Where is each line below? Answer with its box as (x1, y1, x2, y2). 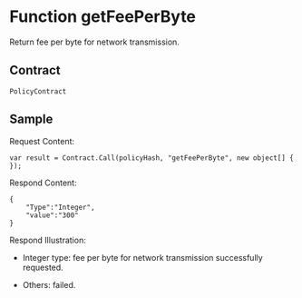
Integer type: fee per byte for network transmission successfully (22, 252, 263, 263)
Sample (9, 112, 54, 127)
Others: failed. (22, 279, 76, 290)
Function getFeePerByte (9, 6, 197, 27)
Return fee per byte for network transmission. (9, 36, 180, 47)
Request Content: (9, 135, 75, 146)
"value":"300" (25, 211, 79, 220)
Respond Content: (9, 177, 77, 188)
